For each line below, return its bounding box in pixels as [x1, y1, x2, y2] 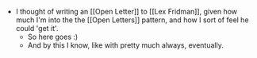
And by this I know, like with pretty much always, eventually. [27, 41, 224, 50]
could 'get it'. [15, 24, 59, 33]
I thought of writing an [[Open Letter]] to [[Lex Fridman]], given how [15, 7, 238, 16]
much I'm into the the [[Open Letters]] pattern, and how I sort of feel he [15, 15, 249, 25]
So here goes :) [27, 32, 79, 41]
